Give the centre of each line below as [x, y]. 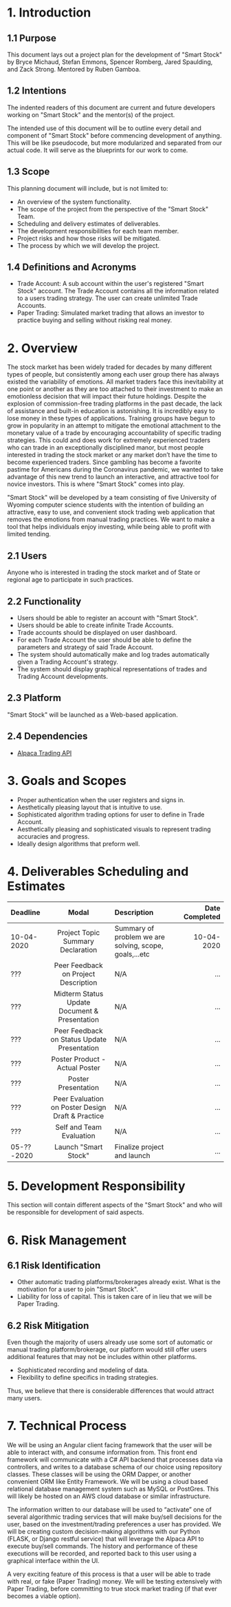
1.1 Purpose [32, 38]
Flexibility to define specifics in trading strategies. [87, 1378]
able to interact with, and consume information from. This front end [102, 1452]
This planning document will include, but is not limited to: [88, 188]
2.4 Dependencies [47, 736]
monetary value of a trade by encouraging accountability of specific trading [114, 433]
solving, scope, [139, 945]
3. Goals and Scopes [67, 780]
